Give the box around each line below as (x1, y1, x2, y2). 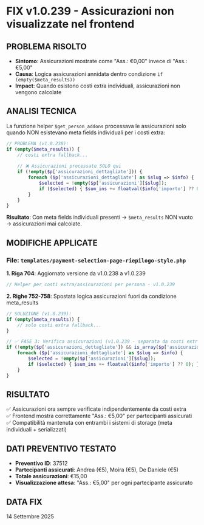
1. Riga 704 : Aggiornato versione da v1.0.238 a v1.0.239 (6, 270, 146, 277)
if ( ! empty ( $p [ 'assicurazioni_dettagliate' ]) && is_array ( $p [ (6, 345, 167, 351)
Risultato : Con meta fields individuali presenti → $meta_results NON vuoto (6, 214, 193, 221)
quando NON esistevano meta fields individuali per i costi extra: (6, 129, 166, 136)
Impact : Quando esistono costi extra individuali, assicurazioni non (15, 82, 180, 89)
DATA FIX (6, 496, 42, 507)
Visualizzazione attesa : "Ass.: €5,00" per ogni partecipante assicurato (15, 479, 193, 487)
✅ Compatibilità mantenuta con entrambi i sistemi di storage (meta (6, 419, 172, 427)
